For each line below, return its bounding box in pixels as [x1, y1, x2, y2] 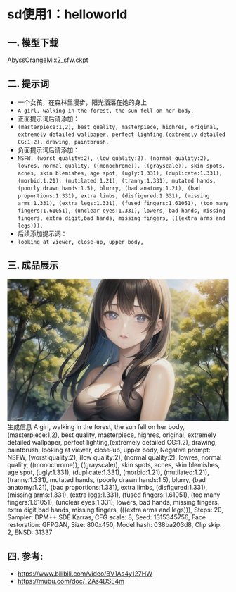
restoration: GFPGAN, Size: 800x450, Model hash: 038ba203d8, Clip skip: [7, 521, 223, 529]
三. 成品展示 [7, 259, 59, 271]
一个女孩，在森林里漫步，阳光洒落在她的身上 [17, 98, 147, 106]
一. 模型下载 [7, 37, 59, 49]
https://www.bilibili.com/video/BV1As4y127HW [17, 569, 153, 578]
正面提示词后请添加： [17, 114, 79, 123]
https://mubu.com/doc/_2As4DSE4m [17, 577, 125, 586]
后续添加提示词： [17, 229, 67, 238]
